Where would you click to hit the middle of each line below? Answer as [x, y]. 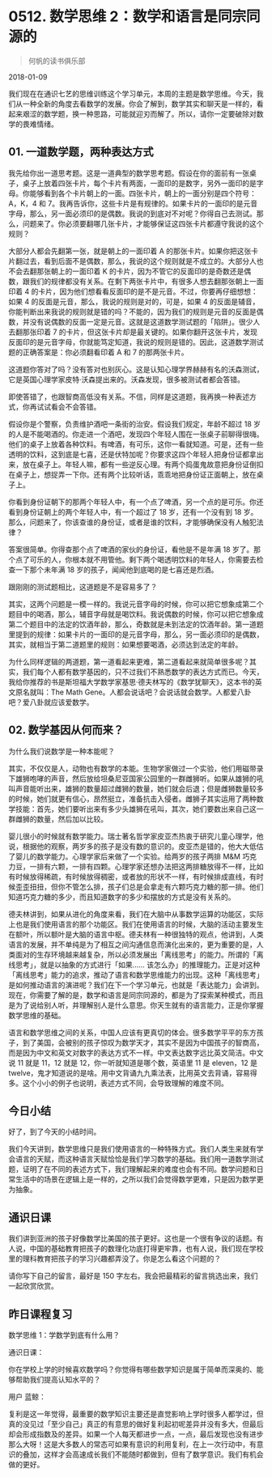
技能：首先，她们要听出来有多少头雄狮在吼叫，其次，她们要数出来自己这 [136, 809]
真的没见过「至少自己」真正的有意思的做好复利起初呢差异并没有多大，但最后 [136, 1424]
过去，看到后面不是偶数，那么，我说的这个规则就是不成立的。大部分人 [139, 261]
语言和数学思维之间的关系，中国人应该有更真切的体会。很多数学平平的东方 [132, 1032]
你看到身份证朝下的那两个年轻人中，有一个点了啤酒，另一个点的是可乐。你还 [136, 502]
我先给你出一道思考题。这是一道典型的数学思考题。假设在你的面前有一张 [129, 173]
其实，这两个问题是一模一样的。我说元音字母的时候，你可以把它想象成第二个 [136, 604]
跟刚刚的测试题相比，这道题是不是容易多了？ [83, 587]
